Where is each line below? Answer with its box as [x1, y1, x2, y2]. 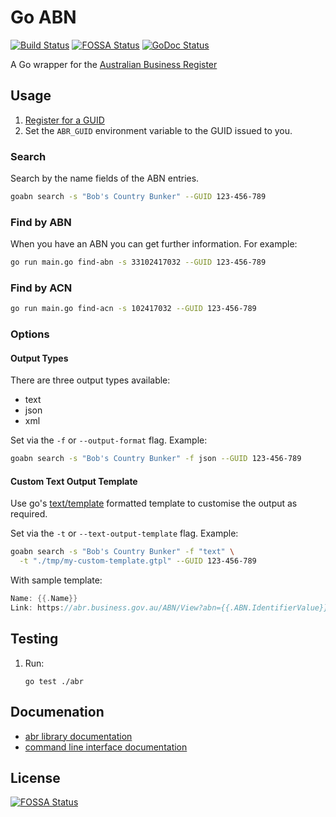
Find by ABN [10, 215, 72, 229]
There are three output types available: [10, 374, 171, 386]
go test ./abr [24, 676, 84, 686]
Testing [10, 631, 59, 648]
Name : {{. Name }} [10, 594, 78, 604]
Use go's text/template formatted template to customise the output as [10, 497, 298, 510]
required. [10, 508, 48, 520]
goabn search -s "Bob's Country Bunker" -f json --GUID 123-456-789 [10, 454, 302, 464]
